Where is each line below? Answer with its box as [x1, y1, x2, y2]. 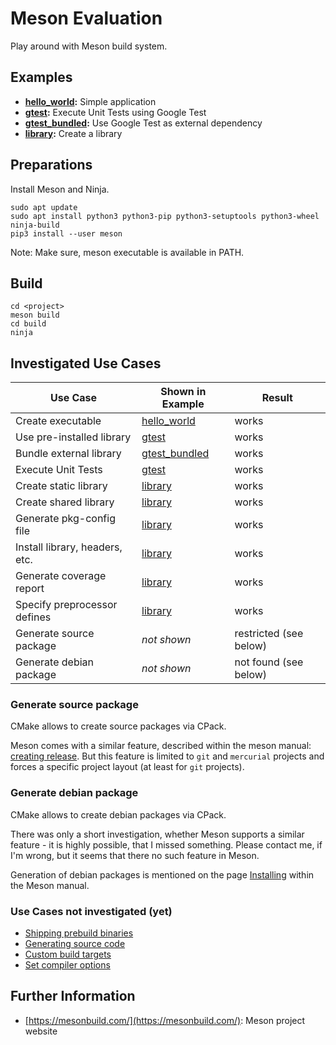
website [24, 1025, 58, 1037]
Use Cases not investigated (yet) [10, 904, 173, 918]
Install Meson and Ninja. [10, 183, 110, 195]
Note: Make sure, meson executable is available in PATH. [10, 246, 245, 258]
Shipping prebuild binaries [24, 927, 134, 939]
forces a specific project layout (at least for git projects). [10, 761, 245, 773]
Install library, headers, [15, 540, 123, 554]
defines [15, 610, 52, 624]
